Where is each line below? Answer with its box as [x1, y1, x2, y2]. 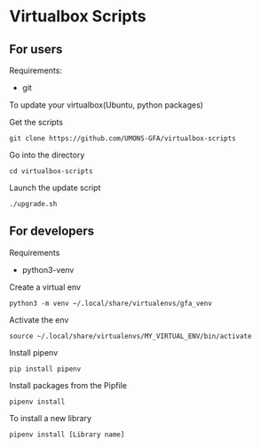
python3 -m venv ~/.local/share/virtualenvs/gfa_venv [9, 299, 213, 308]
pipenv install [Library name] [9, 429, 125, 439]
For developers [9, 224, 95, 239]
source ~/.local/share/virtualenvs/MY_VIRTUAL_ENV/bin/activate [9, 332, 252, 340]
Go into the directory [9, 149, 85, 160]
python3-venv [21, 264, 75, 275]
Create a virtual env [9, 282, 82, 292]
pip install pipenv [9, 364, 82, 373]
